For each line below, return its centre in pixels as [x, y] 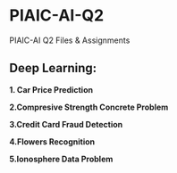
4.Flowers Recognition [52, 141]
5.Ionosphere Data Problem [61, 159]
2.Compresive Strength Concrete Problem [89, 107]
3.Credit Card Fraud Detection [66, 124]
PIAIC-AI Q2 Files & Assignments [70, 40]
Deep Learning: [53, 68]
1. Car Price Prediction [51, 89]
